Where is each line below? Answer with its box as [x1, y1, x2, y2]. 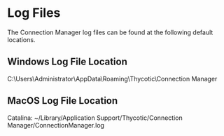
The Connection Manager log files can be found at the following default [7, 28, 213, 36]
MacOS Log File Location [7, 95, 118, 107]
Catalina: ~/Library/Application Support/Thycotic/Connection [7, 114, 183, 122]
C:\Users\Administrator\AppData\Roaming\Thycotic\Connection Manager [7, 74, 218, 83]
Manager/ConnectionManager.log [7, 121, 105, 129]
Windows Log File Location [7, 56, 127, 68]
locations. [7, 35, 36, 43]
